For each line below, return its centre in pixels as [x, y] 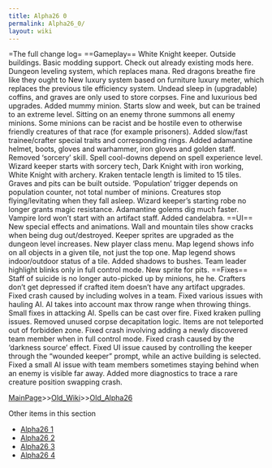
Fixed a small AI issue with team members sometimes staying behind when [134, 365]
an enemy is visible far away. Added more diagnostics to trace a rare [123, 374]
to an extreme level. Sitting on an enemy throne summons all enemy [122, 115]
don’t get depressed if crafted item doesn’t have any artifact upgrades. [127, 287]
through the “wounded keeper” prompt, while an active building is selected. [135, 356]
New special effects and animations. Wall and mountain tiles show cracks [131, 227]
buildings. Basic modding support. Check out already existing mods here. [131, 63]
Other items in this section [52, 414]
